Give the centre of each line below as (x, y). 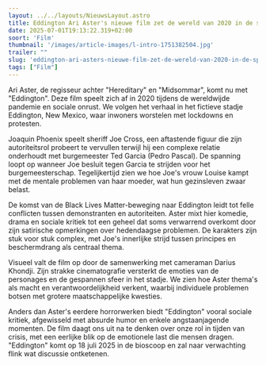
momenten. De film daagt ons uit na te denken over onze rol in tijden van (127, 328)
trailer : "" (28, 52)
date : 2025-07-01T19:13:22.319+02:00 (70, 30)
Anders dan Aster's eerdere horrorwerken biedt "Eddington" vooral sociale (130, 311)
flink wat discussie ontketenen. (59, 353)
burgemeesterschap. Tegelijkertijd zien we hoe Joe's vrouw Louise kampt (129, 172)
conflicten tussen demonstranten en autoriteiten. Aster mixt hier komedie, (128, 213)
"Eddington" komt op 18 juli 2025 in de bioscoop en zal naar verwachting (127, 345)
